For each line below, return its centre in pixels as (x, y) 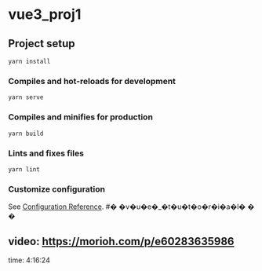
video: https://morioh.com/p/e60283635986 (121, 241)
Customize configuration (57, 189)
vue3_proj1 (45, 15)
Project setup (42, 44)
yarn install (29, 61)
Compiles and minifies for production (80, 117)
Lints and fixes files (46, 153)
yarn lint (24, 169)
